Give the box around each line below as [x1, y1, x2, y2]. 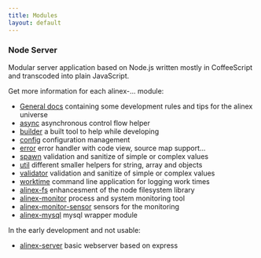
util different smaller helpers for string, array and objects [19, 160, 203, 169]
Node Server [8, 45, 57, 56]
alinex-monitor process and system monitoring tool [19, 193, 186, 203]
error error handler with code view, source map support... [19, 143, 206, 153]
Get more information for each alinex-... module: [8, 86, 164, 95]
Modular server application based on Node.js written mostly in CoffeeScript [8, 62, 253, 72]
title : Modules [8, 11, 58, 20]
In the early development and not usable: [8, 225, 142, 234]
